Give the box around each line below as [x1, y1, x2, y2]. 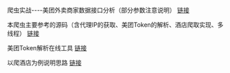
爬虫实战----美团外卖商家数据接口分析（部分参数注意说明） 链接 [7, 6, 190, 14]
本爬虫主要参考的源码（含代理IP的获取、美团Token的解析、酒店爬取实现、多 [7, 21, 224, 29]
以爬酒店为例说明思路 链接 [7, 59, 82, 67]
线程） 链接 [7, 30, 39, 37]
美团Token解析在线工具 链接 [7, 44, 88, 52]
